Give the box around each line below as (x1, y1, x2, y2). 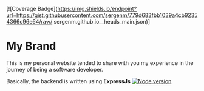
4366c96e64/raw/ (6, 18, 53, 25)
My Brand (6, 39, 56, 53)
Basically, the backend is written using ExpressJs (6, 77, 131, 84)
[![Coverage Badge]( (6, 5, 58, 12)
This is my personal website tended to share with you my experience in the (6, 59, 194, 66)
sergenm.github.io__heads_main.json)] (53, 18, 151, 25)
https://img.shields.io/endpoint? (57, 5, 137, 12)
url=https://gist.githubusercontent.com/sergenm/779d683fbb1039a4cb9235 (6, 12, 198, 19)
